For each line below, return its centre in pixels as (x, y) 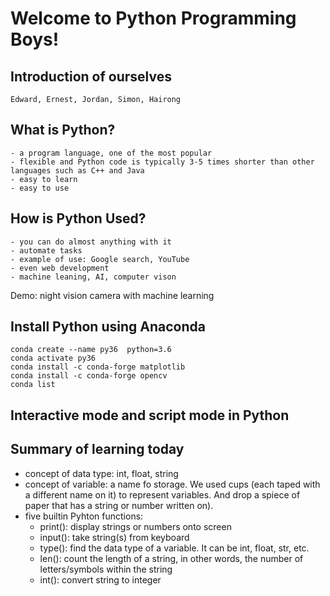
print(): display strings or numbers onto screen (135, 526)
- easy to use (40, 188)
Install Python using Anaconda (108, 327)
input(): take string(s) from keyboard (114, 537)
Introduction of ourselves (91, 76)
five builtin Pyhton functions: (84, 516)
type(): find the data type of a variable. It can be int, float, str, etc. (174, 548)
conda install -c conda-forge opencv (89, 376)
